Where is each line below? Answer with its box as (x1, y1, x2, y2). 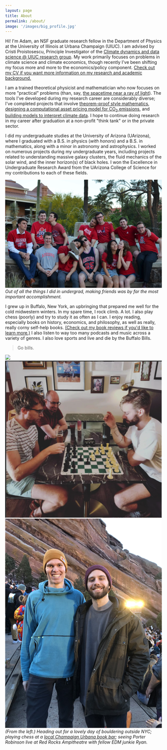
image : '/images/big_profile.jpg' (5, 24, 77, 29)
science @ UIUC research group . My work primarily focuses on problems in (5, 54, 160, 60)
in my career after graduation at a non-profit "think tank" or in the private (5, 118, 155, 124)
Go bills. (17, 345, 34, 351)
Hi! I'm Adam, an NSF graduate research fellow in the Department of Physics (5, 38, 162, 44)
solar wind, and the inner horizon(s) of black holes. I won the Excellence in (5, 159, 158, 165)
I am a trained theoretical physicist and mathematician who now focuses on (5, 85, 160, 91)
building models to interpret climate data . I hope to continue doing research (5, 113, 160, 119)
